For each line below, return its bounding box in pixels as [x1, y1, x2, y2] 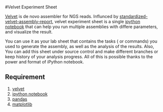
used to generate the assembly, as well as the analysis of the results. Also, [5, 44, 154, 49]
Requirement [5, 73, 45, 81]
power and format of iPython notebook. [5, 59, 84, 64]
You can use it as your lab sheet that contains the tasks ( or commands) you [5, 38, 158, 44]
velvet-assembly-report [5, 19, 53, 24]
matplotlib [12, 101, 33, 107]
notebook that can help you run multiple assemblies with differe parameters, [5, 24, 158, 30]
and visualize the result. [5, 29, 53, 34]
